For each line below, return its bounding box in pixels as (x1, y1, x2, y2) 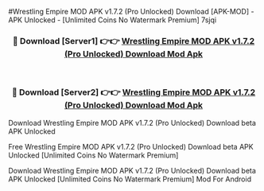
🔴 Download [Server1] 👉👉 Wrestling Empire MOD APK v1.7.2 (12, 35, 255, 46)
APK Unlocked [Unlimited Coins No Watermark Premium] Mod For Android (8, 174, 252, 184)
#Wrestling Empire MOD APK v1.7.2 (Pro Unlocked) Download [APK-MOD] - (8, 7, 254, 16)
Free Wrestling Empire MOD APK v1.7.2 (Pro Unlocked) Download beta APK (8, 142, 254, 151)
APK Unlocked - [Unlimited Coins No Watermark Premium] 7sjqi (8, 15, 217, 25)
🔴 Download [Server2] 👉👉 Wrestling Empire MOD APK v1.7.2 (11, 87, 256, 98)
